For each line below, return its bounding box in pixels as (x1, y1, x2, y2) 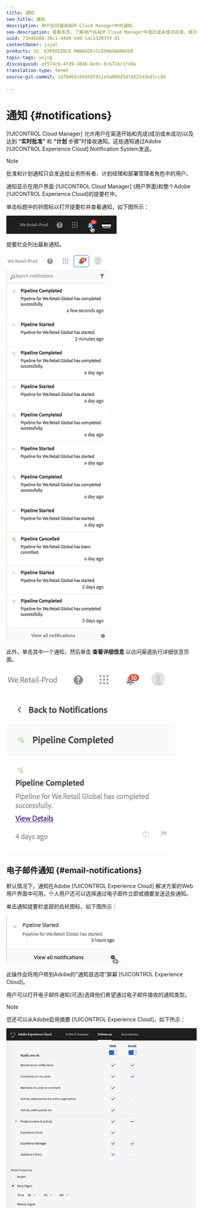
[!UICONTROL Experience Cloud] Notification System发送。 (6, 146, 155, 153)
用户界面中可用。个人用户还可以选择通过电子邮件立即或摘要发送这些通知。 (6, 890, 192, 897)
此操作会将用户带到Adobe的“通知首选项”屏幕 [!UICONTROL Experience (6, 971, 183, 978)
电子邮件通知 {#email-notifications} (6, 865, 142, 876)
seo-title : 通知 (6, 16, 45, 22)
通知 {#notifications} (6, 109, 112, 122)
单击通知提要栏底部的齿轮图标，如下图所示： (6, 903, 118, 910)
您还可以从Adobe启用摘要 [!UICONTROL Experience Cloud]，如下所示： (6, 1016, 186, 1023)
